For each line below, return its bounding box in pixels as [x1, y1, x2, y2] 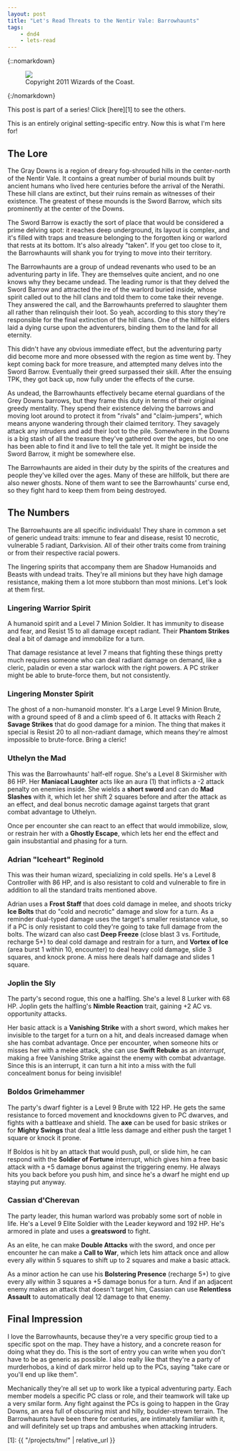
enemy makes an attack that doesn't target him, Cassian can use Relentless [7, 1285, 232, 1293]
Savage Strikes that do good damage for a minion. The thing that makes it [7, 720, 226, 729]
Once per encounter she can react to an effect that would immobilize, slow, [7, 821, 229, 829]
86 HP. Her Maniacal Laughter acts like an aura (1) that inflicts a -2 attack [7, 777, 225, 786]
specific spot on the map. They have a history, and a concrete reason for [7, 1340, 221, 1348]
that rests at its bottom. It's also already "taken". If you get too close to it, [7, 241, 222, 249]
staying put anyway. [7, 1177, 66, 1186]
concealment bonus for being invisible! [7, 1069, 122, 1077]
